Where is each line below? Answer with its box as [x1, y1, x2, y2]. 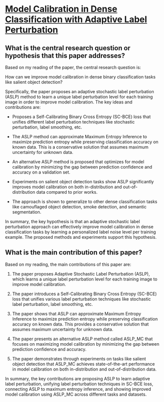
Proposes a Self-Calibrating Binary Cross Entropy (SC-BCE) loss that [12, 114, 151, 120]
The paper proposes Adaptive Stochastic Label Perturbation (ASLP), [12, 271, 150, 276]
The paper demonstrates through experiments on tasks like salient [12, 355, 146, 361]
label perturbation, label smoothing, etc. [12, 301, 93, 307]
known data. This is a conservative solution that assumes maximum [12, 144, 148, 150]
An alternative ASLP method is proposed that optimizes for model [12, 159, 144, 165]
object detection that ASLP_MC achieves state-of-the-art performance [12, 361, 155, 367]
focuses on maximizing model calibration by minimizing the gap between [12, 341, 160, 347]
